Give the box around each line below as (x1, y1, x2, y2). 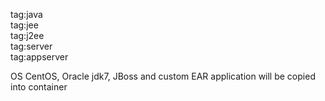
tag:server (10, 40, 53, 52)
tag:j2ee (10, 30, 45, 41)
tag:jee (10, 19, 39, 31)
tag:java (10, 9, 43, 20)
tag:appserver (10, 51, 69, 63)
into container (10, 81, 68, 93)
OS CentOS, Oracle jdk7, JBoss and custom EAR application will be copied (10, 70, 316, 82)
